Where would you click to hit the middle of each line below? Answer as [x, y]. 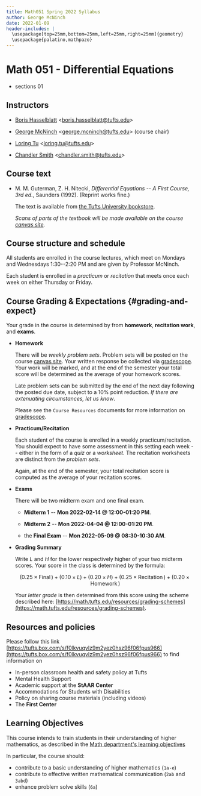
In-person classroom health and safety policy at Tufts [81, 672]
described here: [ [36, 602]
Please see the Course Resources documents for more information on [100, 410]
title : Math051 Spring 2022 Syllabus [53, 12]
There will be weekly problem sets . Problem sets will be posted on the [101, 355]
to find [171, 654]
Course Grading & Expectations [66, 301]
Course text [29, 174]
